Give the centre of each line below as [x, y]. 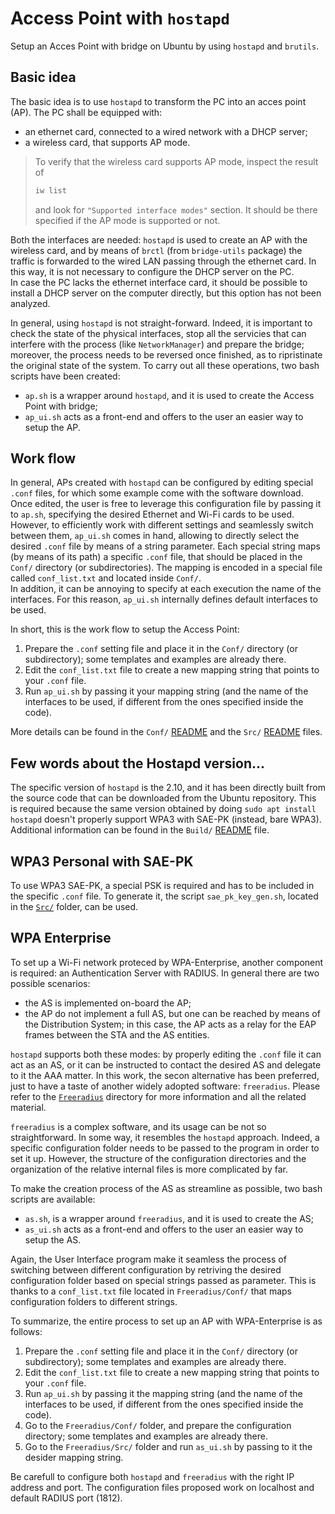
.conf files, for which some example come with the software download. [157, 493]
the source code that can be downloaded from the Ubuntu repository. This [163, 798]
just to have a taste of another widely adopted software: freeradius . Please [165, 1086]
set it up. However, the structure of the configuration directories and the [158, 1158]
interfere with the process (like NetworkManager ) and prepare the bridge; [157, 344]
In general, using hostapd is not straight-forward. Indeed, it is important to [161, 323]
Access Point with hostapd [120, 18]
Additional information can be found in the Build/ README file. [140, 830]
